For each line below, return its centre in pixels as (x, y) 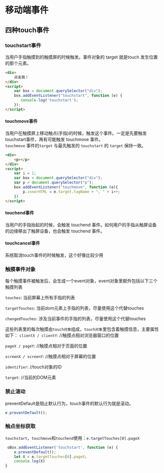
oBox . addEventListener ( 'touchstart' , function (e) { (63, 447)
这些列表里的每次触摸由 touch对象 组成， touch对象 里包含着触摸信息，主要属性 (82, 329)
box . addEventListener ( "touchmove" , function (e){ (66, 187)
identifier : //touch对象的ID (33, 367)
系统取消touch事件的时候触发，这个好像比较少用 (54, 255)
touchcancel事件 (23, 243)
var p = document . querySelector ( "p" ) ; (54, 183)
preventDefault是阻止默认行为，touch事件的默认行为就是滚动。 (69, 403)
